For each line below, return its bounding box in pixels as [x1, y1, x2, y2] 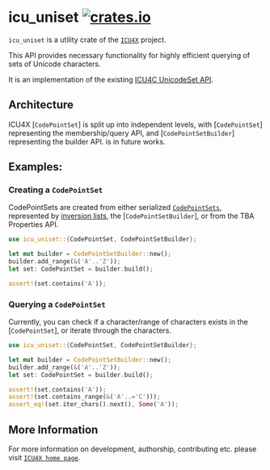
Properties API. [8, 220, 59, 229]
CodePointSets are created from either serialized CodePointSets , [8, 203, 222, 212]
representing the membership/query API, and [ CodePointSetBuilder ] [8, 128, 235, 137]
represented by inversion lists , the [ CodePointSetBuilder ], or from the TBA [8, 211, 255, 221]
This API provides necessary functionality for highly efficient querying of [8, 50, 251, 60]
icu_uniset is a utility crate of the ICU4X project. [8, 35, 167, 44]
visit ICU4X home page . [8, 453, 81, 463]
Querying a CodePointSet [8, 299, 107, 310]
